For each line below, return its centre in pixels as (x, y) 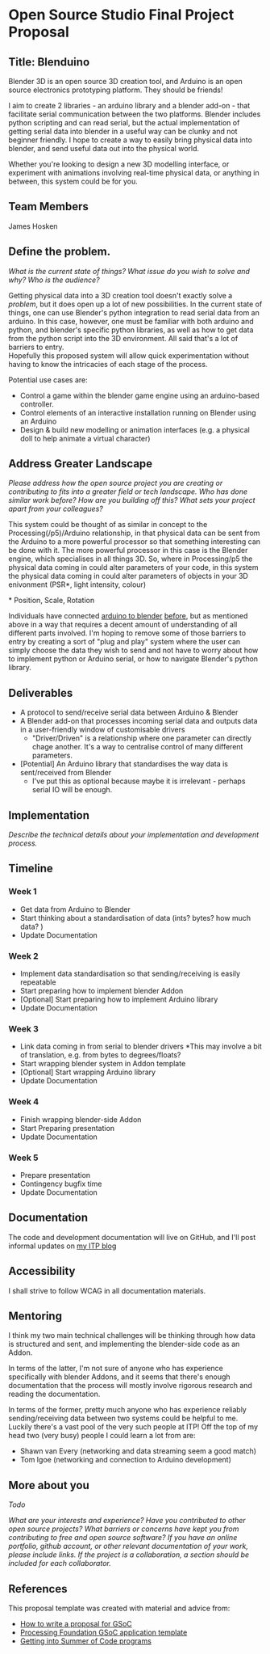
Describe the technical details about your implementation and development (134, 835)
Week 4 (24, 1102)
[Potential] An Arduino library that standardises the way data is (124, 764)
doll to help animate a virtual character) (85, 438)
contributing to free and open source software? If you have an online (123, 1538)
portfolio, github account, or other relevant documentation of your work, (128, 1546)
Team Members (48, 207)
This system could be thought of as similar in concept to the (108, 525)
